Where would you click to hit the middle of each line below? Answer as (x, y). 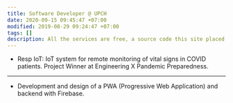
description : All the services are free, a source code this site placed (116, 39)
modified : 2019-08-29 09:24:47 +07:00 (63, 26)
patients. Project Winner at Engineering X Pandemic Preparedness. (113, 66)
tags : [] (20, 33)
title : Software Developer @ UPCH (57, 13)
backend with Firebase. (51, 93)
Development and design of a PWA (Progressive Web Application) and (118, 86)
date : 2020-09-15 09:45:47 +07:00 (57, 20)
